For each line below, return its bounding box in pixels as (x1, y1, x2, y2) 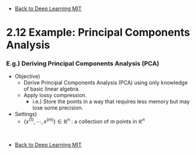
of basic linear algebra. (23, 85, 80, 92)
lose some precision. (32, 104, 83, 111)
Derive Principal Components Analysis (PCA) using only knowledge (23, 79, 188, 86)
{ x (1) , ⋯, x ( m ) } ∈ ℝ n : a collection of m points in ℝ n (23, 117, 145, 125)
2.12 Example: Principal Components (6, 26, 191, 39)
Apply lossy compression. (23, 92, 87, 99)
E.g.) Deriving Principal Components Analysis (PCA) (6, 59, 160, 68)
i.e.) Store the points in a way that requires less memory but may (32, 98, 190, 105)
